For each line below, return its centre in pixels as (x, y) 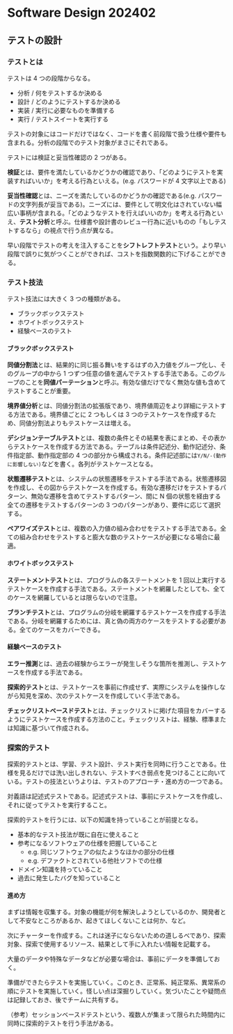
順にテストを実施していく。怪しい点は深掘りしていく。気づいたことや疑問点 (117, 991)
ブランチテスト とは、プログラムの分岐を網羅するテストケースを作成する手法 (116, 612)
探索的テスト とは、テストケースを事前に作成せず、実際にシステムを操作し (113, 687)
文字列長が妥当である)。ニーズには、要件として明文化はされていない (118, 204)
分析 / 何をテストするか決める (60, 93)
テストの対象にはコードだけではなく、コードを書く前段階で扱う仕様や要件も (117, 134)
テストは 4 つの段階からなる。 (50, 78)
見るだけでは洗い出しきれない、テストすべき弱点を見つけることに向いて (122, 773)
